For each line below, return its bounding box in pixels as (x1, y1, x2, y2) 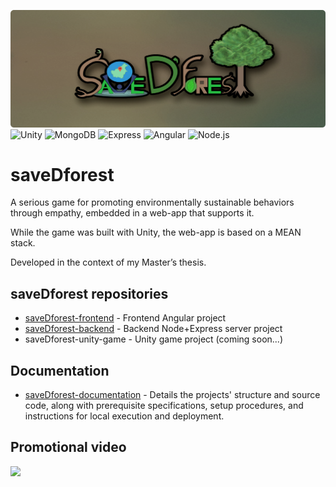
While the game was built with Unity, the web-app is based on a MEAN (10, 226, 302, 239)
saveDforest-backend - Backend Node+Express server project (24, 323, 283, 335)
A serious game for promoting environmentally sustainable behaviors (10, 196, 295, 209)
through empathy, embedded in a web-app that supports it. (10, 207, 255, 219)
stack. (10, 237, 36, 249)
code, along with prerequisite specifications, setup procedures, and (24, 400, 304, 412)
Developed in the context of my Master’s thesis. (10, 256, 207, 269)
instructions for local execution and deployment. (24, 410, 225, 422)
